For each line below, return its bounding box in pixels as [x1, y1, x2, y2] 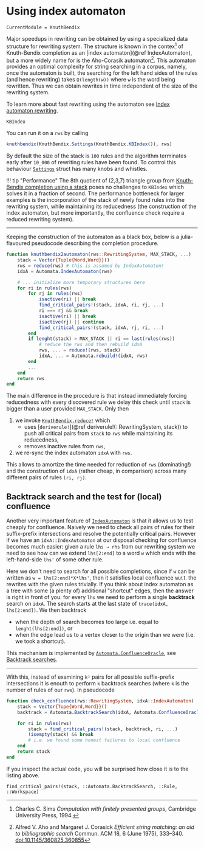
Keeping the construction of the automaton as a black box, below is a [6, 233, 180, 241]
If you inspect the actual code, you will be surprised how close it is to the [6, 765, 189, 772]
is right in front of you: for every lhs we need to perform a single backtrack [6, 594, 195, 601]
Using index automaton [6, 4, 126, 18]
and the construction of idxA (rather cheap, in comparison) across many [6, 467, 187, 475]
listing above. [6, 771, 40, 779]
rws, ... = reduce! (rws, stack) [38, 347, 121, 353]
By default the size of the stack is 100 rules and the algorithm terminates [6, 152, 187, 159]
